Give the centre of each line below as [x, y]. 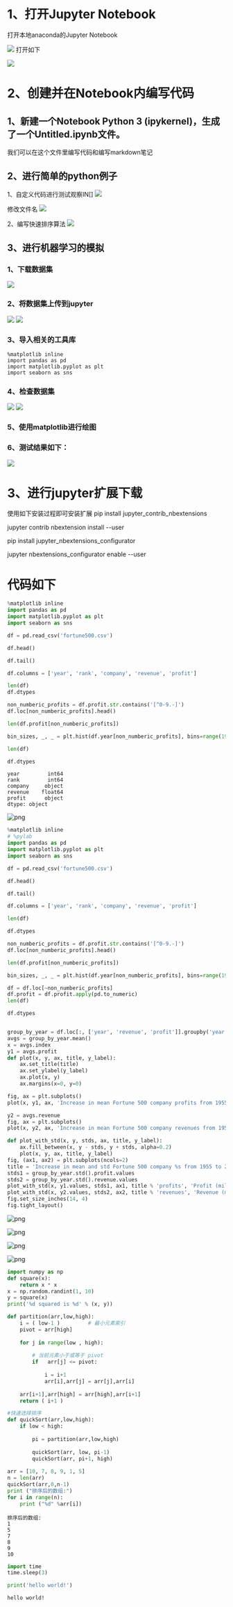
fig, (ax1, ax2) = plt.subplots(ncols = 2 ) [68, 1160]
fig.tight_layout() [35, 1206]
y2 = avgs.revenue [34, 1115]
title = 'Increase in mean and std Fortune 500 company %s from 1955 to [114, 1166]
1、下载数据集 [30, 270]
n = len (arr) [26, 1478]
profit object [35, 798]
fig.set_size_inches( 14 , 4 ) [48, 1199]
